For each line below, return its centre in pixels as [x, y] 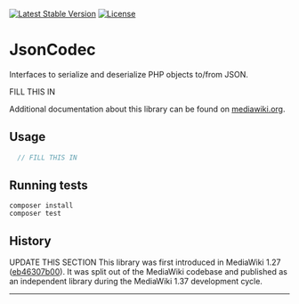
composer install [41, 206]
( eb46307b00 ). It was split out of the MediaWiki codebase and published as [148, 272]
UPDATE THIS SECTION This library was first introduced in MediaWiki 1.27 [145, 262]
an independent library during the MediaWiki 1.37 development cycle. [136, 282]
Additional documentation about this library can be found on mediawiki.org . [148, 109]
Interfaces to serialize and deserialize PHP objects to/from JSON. [129, 74]
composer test [36, 214]
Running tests [49, 186]
